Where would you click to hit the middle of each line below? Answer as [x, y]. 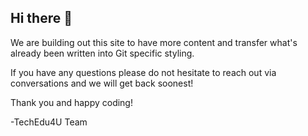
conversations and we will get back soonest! [102, 83]
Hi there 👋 [41, 18]
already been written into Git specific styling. [102, 53]
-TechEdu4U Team [49, 122]
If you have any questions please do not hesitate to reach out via [143, 72]
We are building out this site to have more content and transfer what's [154, 42]
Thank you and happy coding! [71, 102]
